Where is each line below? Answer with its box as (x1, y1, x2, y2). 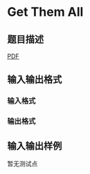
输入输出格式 (7, 74, 62, 86)
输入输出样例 (7, 139, 62, 152)
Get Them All (7, 4, 84, 20)
